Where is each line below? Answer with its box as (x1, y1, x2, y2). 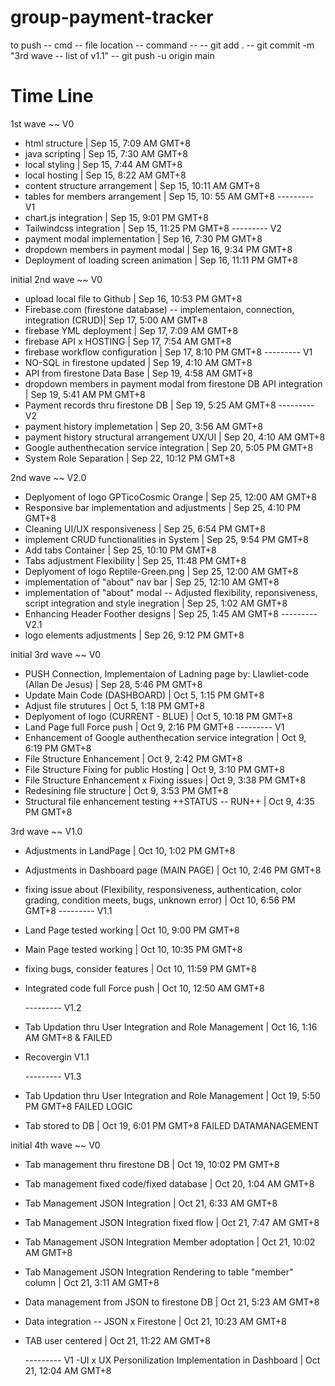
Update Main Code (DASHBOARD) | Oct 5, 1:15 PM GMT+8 (24, 689, 265, 701)
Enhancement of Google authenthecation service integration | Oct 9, (24, 731, 307, 743)
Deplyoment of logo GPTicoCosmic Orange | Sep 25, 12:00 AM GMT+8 (24, 491, 317, 503)
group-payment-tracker (10, 6, 214, 29)
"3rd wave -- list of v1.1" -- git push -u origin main (10, 49, 215, 61)
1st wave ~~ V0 (10, 117, 75, 130)
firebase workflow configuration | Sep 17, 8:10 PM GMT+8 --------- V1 (24, 346, 313, 358)
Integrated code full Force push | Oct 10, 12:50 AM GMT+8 (24, 982, 265, 994)
